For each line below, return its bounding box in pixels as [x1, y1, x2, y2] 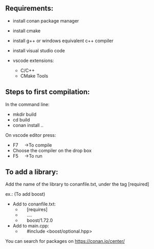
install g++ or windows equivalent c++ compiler [12, 37, 114, 44]
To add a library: [5, 168, 58, 176]
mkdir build [12, 111, 37, 117]
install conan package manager [12, 17, 79, 24]
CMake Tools [20, 73, 49, 79]
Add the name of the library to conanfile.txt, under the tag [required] [5, 181, 149, 188]
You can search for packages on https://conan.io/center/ [5, 238, 125, 244]
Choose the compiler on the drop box [12, 147, 92, 153]
